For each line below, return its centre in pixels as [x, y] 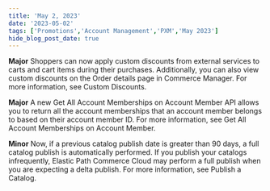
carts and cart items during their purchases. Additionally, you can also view [134, 70]
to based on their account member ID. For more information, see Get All [127, 120]
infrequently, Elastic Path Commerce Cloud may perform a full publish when [135, 161]
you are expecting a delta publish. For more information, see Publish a [125, 169]
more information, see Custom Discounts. [78, 87]
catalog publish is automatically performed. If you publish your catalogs [128, 152]
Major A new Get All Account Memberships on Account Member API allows [134, 102]
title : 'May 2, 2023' [45, 16]
